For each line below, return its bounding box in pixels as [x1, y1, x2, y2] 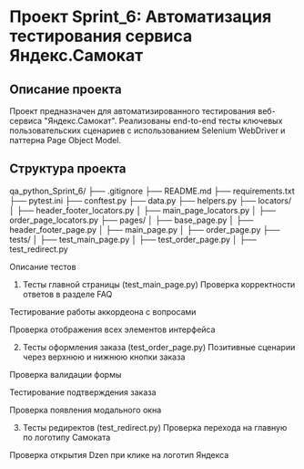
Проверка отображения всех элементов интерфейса [9, 324, 216, 335]
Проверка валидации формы [9, 369, 122, 380]
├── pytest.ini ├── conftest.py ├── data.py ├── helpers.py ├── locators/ [9, 194, 292, 206]
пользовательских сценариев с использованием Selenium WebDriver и [9, 125, 286, 136]
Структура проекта [9, 162, 127, 177]
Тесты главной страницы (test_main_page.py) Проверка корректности [22, 278, 296, 289]
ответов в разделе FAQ [22, 288, 113, 299]
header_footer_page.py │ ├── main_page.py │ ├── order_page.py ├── [9, 224, 280, 234]
